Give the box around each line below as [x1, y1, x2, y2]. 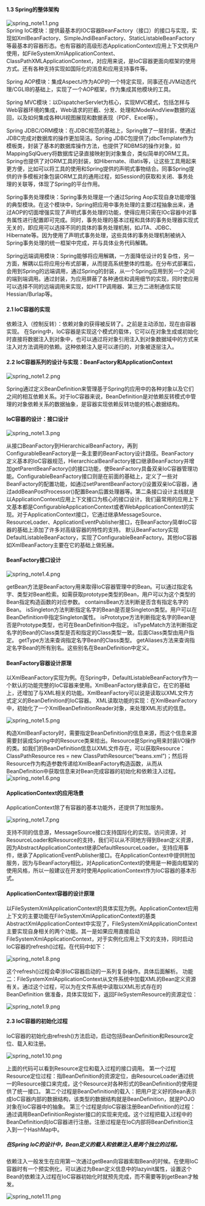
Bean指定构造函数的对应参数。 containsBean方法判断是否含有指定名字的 [6, 598, 189, 606]
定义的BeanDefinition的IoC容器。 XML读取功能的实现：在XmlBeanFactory [11, 697, 197, 704]
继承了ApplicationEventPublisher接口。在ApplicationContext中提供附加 [16, 851, 195, 859]
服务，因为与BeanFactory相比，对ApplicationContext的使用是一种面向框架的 [6, 859, 199, 867]
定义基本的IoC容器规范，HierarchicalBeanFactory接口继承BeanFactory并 [6, 457, 189, 465]
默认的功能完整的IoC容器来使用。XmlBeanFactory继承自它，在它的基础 [11, 682, 190, 689]
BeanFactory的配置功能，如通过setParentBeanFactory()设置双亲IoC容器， [6, 480, 192, 487]
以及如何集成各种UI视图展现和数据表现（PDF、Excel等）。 [16, 114, 162, 122]
